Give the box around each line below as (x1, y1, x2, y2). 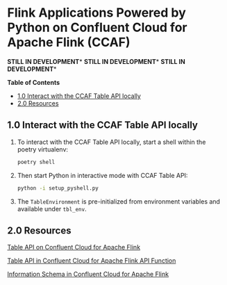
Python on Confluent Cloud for (7, 19, 187, 35)
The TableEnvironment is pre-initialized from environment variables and (17, 197, 221, 206)
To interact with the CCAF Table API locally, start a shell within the (17, 138, 206, 146)
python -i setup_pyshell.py (17, 184, 99, 192)
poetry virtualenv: (17, 145, 68, 154)
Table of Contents (7, 78, 60, 86)
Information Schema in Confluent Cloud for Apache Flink (7, 270, 169, 279)
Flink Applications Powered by (7, 5, 186, 21)
